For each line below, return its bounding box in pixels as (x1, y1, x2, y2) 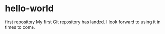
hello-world (5, 3, 54, 14)
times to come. (5, 24, 35, 30)
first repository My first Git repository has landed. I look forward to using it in (5, 19, 161, 25)
